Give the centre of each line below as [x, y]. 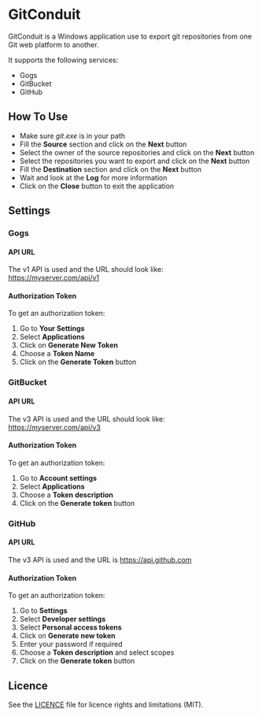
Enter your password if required [71, 645]
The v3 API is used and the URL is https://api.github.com [100, 559]
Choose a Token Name [57, 354]
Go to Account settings [58, 477]
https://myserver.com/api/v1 [54, 278]
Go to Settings [44, 611]
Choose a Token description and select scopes [97, 652]
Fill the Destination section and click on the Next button [111, 169]
